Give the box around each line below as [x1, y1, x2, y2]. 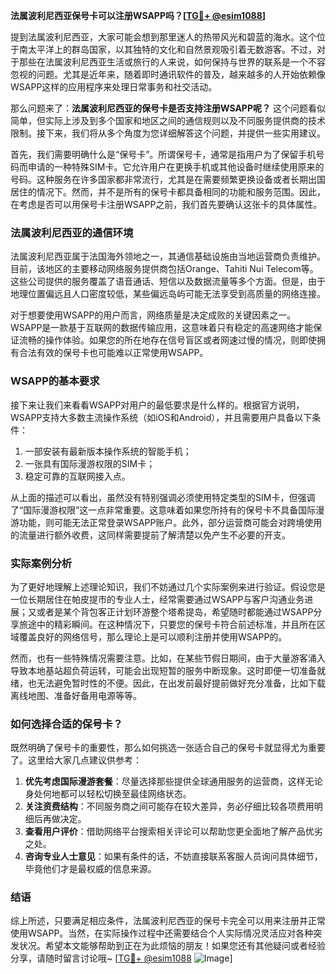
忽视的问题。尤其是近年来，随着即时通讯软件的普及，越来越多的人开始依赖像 [10, 69, 326, 80]
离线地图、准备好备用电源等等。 [10, 689, 142, 701]
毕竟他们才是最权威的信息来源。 [24, 863, 157, 875]
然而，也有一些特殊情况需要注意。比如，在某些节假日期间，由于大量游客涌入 [10, 652, 326, 664]
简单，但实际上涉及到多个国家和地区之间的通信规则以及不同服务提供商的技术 [10, 115, 326, 126]
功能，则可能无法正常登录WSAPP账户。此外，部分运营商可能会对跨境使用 [18, 516, 323, 528]
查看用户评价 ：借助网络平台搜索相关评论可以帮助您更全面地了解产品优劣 [24, 825, 323, 838]
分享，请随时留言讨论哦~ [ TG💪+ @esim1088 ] [10, 952, 233, 964]
